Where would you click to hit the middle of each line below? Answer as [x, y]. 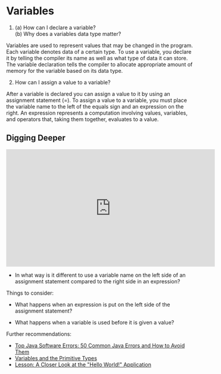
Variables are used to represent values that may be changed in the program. [100, 45]
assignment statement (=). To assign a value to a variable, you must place [97, 100]
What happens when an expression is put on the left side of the [92, 304]
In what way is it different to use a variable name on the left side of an [100, 275]
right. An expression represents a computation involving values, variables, [97, 113]
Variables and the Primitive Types [56, 358]
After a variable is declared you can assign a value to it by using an [88, 94]
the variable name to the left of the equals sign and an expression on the [95, 106]
